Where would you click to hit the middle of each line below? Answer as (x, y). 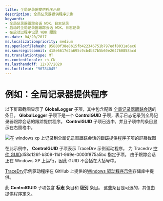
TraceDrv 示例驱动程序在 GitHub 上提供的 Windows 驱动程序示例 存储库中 (77, 171)
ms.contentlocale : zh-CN (30, 60)
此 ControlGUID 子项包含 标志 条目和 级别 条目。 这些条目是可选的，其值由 (80, 187)
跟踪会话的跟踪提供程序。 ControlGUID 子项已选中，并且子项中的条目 (83, 121)
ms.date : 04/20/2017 (26, 37)
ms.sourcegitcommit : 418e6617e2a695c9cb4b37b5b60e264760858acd (71, 50)
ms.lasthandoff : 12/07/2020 (34, 64)
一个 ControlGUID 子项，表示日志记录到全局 (110, 115)
